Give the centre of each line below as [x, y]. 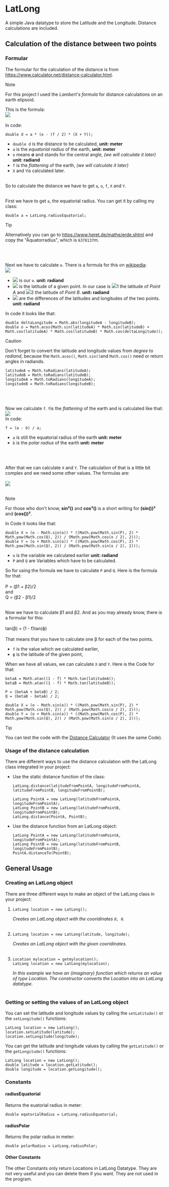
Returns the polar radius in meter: [40, 1137]
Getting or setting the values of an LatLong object [67, 1002]
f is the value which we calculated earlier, [56, 649]
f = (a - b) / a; [23, 428]
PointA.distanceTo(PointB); [42, 853]
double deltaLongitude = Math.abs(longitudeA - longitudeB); [71, 323]
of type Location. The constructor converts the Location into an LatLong [88, 978]
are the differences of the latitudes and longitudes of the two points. [89, 298]
